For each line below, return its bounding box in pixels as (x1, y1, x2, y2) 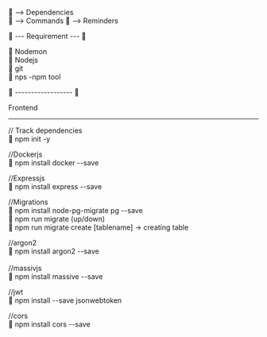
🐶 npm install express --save (8, 182, 103, 191)
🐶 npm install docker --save (8, 158, 99, 167)
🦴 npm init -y (8, 134, 51, 143)
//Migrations (8, 197, 48, 207)
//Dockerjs (8, 149, 43, 159)
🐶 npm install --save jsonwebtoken (8, 296, 122, 305)
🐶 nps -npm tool (8, 72, 61, 81)
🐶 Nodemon (8, 47, 48, 56)
